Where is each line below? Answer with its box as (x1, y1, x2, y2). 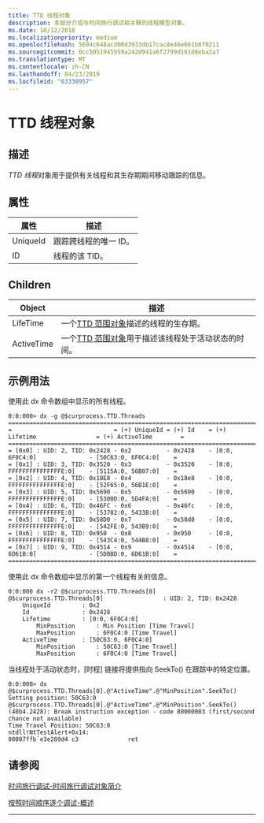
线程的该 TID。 (53, 251, 108, 262)
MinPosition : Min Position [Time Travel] (36, 622, 195, 630)
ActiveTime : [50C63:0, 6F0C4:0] (22, 635, 153, 643)
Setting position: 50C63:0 (8, 694, 97, 702)
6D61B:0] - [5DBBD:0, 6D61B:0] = (8, 549, 178, 558)
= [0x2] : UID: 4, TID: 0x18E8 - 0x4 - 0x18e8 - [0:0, (8, 474, 234, 482)
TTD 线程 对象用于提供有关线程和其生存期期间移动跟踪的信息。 (8, 170, 211, 180)
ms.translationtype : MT (8, 56, 86, 64)
